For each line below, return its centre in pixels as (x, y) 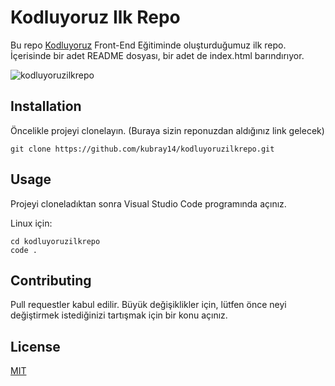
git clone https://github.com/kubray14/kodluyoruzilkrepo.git (142, 149)
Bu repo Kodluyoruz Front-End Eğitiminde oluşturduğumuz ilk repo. (148, 45)
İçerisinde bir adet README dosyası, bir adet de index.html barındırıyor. (157, 55)
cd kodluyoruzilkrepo (55, 241)
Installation (46, 106)
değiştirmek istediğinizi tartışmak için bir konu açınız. (119, 315)
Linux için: (31, 223)
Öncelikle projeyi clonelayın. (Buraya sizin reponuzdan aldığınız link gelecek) (167, 130)
